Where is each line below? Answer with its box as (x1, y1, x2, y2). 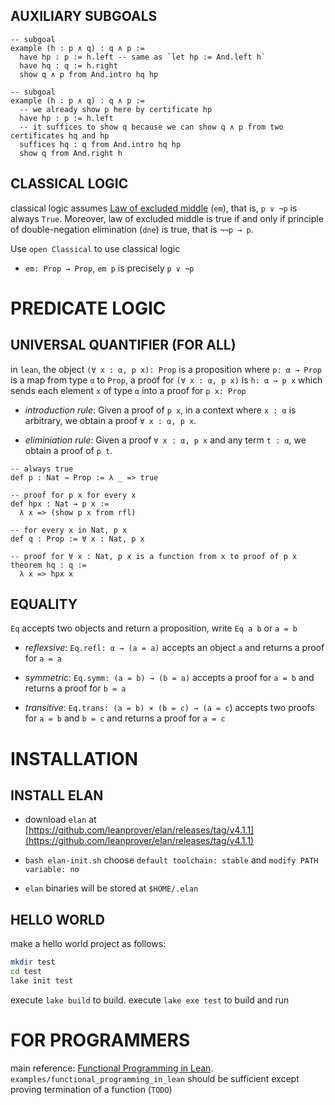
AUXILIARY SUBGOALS (10, 8, 158, 25)
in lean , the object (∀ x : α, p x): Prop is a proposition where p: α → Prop (10, 363, 322, 375)
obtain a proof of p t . (24, 444, 113, 456)
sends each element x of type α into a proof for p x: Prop (10, 384, 247, 396)
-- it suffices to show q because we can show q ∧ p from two (19, 122, 284, 132)
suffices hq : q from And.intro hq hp (19, 139, 182, 149)
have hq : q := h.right (19, 60, 118, 71)
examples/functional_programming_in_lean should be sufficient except (10, 1072, 300, 1084)
